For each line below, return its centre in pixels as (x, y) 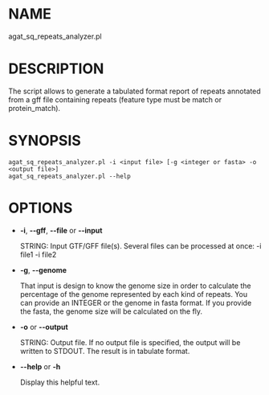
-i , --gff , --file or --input (61, 230)
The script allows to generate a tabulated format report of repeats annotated (134, 91)
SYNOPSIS (45, 141)
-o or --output (44, 327)
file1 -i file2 (38, 254)
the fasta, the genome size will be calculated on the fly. (111, 311)
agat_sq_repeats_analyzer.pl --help (69, 176)
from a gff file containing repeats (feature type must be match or (115, 99)
